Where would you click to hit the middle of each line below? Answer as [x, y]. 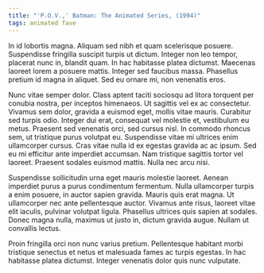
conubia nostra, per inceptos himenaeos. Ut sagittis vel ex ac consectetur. [130, 103]
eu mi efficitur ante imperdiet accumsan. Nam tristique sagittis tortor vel [126, 154]
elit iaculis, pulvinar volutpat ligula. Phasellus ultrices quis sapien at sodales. [133, 211]
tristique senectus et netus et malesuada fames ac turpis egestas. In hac [127, 252]
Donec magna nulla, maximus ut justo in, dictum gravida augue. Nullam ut [128, 220]
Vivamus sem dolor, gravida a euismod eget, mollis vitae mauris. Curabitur [130, 111]
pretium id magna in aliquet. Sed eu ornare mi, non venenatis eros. [117, 79]
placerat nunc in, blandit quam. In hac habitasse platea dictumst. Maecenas [132, 62]
